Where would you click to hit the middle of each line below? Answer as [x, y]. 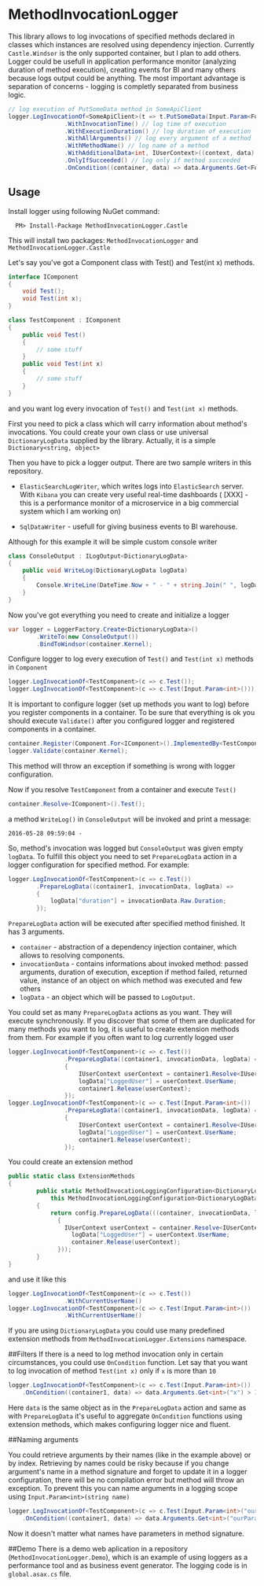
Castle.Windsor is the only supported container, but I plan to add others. [125, 53]
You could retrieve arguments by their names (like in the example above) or [130, 1455]
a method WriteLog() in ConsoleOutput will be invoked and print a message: [130, 819]
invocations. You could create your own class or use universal [108, 432]
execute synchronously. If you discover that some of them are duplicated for [132, 1021]
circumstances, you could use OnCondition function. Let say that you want [128, 1363]
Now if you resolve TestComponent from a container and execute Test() [123, 789]
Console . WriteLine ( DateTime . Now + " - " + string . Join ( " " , [137, 585]
